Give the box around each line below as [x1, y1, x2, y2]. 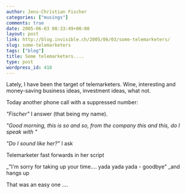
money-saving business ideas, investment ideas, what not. [6, 87, 151, 95]
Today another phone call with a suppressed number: [6, 99, 139, 106]
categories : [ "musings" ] [6, 14, 68, 20]
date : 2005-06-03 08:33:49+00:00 [6, 25, 90, 32]
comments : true [6, 20, 44, 26]
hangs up [6, 169, 30, 177]
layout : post [6, 31, 39, 37]
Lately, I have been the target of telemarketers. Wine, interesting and [6, 81, 176, 88]
